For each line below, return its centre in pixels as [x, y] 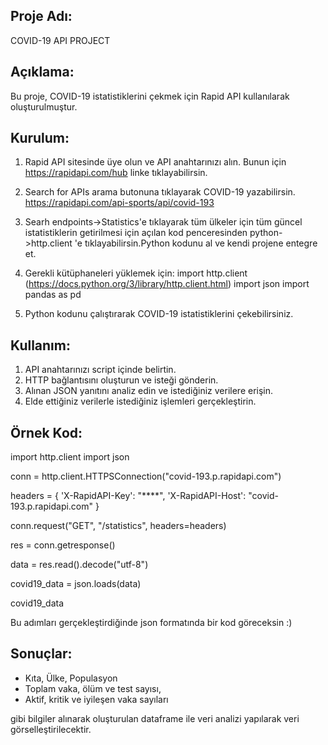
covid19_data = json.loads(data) [76, 584]
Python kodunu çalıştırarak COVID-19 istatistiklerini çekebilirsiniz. [159, 314]
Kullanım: [40, 345]
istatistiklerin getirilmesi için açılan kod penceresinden [136, 233]
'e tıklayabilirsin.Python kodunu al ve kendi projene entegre [196, 243]
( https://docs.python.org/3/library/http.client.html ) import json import [167, 284]
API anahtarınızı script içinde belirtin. [100, 370]
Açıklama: [42, 72]
